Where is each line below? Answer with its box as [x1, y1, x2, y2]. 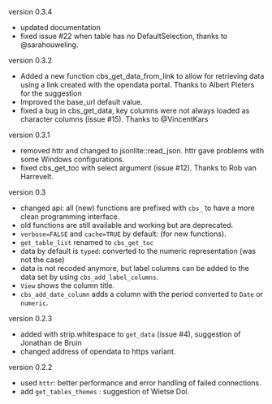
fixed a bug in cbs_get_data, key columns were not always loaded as [19, 105, 250, 115]
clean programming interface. [19, 212, 120, 221]
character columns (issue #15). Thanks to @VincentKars [19, 114, 209, 124]
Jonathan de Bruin [19, 338, 83, 347]
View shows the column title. [19, 281, 115, 290]
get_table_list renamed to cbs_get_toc [19, 238, 154, 247]
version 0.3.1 [8, 130, 50, 140]
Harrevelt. [19, 172, 54, 181]
